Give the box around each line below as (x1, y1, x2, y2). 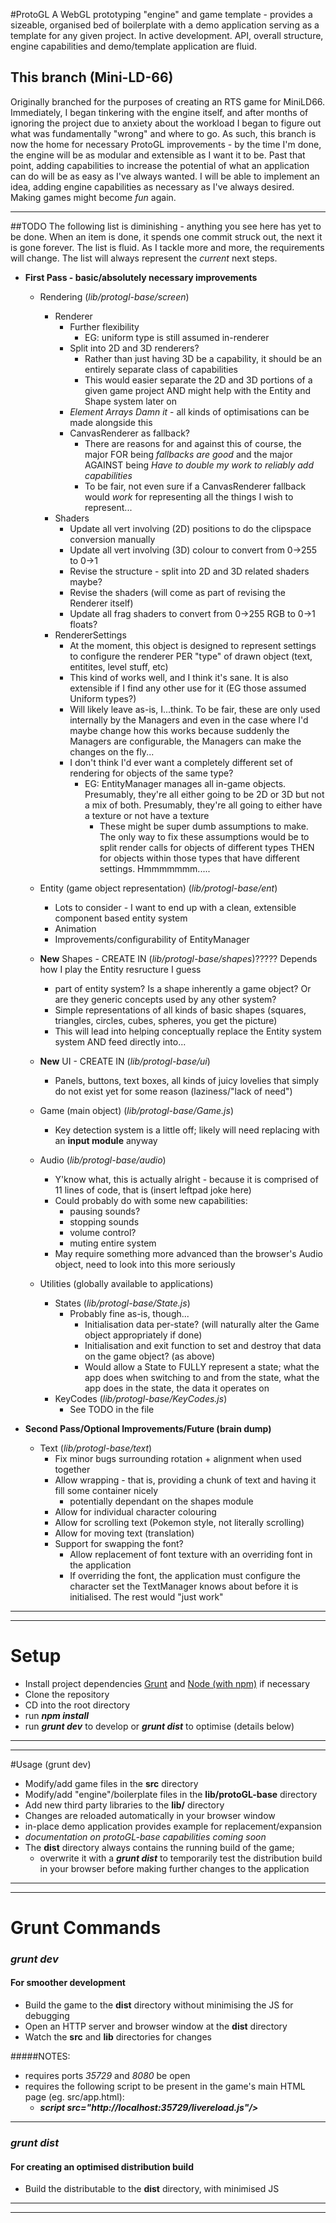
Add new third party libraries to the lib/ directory (24, 1799, 225, 1811)
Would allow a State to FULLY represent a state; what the (84, 1360, 320, 1373)
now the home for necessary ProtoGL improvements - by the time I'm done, (10, 138, 322, 150)
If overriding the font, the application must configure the (69, 1569, 301, 1581)
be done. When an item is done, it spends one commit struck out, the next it (10, 230, 323, 243)
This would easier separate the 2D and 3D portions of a (84, 374, 313, 386)
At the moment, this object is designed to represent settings (69, 639, 317, 651)
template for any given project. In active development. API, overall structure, (10, 30, 324, 41)
